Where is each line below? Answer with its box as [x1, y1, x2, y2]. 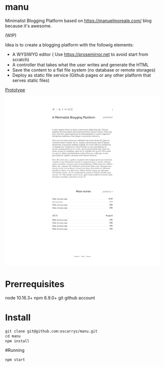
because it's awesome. [5, 23, 52, 28]
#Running [5, 347, 25, 353]
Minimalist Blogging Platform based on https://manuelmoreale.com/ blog [5, 18, 152, 24]
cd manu [5, 334, 21, 339]
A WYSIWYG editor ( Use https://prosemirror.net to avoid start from [12, 51, 148, 57]
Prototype [5, 87, 26, 93]
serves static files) [12, 77, 50, 83]
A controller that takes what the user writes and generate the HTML [12, 62, 149, 68]
